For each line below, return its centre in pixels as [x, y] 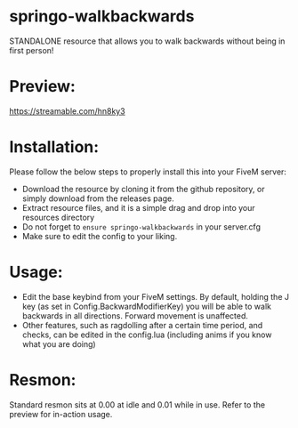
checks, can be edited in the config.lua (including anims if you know [147, 335]
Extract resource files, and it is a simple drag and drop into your [138, 207]
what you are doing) [59, 343]
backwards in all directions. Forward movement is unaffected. [135, 315]
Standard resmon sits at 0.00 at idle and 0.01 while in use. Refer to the [137, 404]
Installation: [54, 147]
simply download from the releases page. [98, 198]
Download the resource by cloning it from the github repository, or [143, 189]
